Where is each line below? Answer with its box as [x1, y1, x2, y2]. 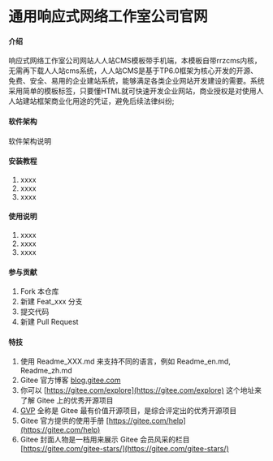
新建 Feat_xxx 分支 [19, 297, 83, 307]
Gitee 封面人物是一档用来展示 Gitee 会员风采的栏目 [19, 435, 190, 445]
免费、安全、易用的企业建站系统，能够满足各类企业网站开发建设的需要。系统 [8, 76, 265, 86]
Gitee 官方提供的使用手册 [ [19, 416, 110, 426]
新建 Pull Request [19, 317, 79, 327]
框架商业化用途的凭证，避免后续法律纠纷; [36, 97, 175, 106]
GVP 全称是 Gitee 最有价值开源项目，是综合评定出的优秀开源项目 [19, 406, 237, 416]
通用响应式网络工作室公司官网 [8, 7, 209, 26]
